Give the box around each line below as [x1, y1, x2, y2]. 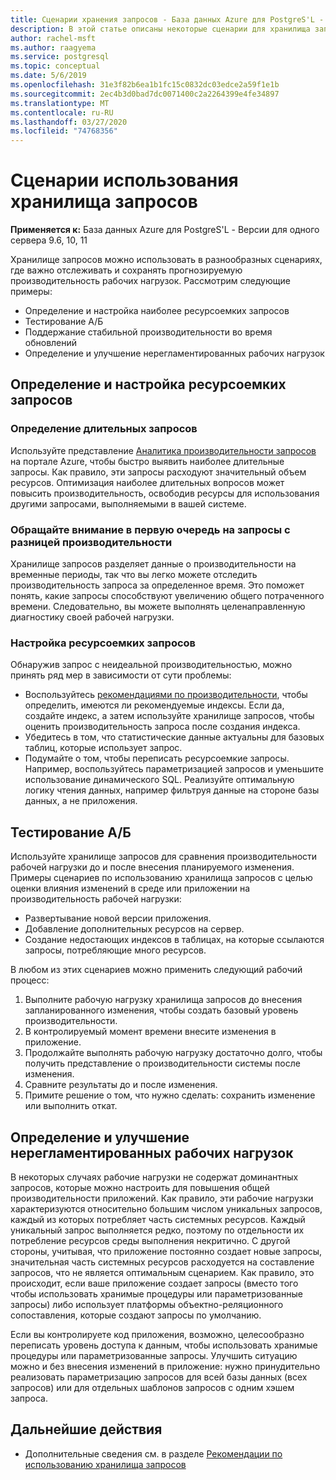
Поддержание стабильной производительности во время [24, 326, 273, 338]
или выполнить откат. [24, 1100, 118, 1112]
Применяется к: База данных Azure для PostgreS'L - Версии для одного [10, 224, 320, 236]
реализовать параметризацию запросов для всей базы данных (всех [10, 1371, 308, 1383]
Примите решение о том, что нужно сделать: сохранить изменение [24, 1089, 316, 1101]
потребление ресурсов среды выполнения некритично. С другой [10, 1234, 291, 1246]
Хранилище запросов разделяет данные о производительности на [10, 558, 297, 570]
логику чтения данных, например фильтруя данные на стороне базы [24, 784, 320, 796]
